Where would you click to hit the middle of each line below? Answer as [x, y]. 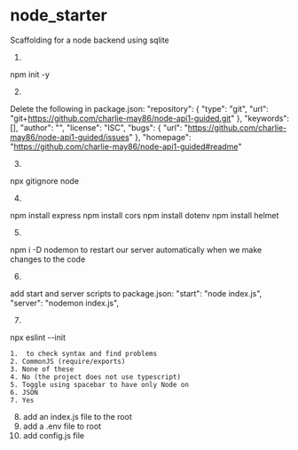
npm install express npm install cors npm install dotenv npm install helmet [145, 215]
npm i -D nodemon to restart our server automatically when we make [136, 249]
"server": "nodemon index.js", [64, 303]
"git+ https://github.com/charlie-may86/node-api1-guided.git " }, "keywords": [150, 118]
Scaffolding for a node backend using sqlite [90, 40]
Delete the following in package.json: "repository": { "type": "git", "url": [139, 108]
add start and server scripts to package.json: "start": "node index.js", [136, 293]
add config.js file [54, 435]
